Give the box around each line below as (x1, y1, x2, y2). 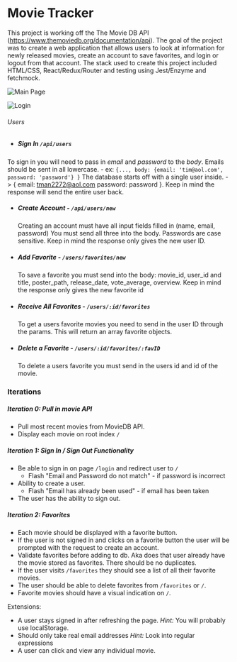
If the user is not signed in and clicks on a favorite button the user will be (17, 536, 230, 544)
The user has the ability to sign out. (17, 495, 121, 503)
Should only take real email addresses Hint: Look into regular (17, 631, 195, 640)
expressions (17, 639, 54, 647)
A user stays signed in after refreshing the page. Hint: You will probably (17, 616, 226, 625)
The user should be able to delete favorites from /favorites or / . (17, 581, 207, 590)
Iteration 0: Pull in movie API (7, 404, 93, 413)
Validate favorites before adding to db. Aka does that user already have (17, 551, 226, 560)
